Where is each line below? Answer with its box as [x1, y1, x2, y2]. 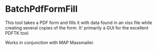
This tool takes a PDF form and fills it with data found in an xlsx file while [5, 20, 153, 25]
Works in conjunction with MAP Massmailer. [5, 39, 95, 45]
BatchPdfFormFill [5, 3, 78, 15]
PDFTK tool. [5, 30, 30, 36]
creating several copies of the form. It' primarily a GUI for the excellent [5, 25, 149, 30]
